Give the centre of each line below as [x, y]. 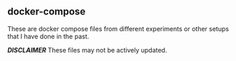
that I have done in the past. [48, 36]
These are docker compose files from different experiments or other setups [118, 28]
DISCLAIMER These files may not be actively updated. [87, 50]
